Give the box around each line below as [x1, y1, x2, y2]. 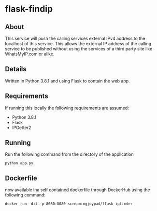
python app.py [5, 161, 34, 166]
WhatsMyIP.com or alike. [5, 51, 55, 57]
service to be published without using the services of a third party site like [5, 46, 153, 51]
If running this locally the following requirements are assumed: [5, 105, 129, 111]
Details [5, 65, 27, 73]
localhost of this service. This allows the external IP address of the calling [5, 41, 152, 47]
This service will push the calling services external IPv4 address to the [5, 35, 145, 41]
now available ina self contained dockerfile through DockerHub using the [5, 187, 150, 193]
